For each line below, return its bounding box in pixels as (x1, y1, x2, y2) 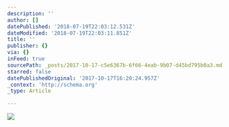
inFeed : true (7, 56, 45, 62)
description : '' (7, 10, 54, 17)
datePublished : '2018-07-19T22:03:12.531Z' (7, 23, 136, 30)
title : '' (7, 36, 36, 43)
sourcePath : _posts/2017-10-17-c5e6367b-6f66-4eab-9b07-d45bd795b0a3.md (7, 62, 223, 69)
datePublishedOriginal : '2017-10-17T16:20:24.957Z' (7, 74, 160, 82)
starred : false (7, 68, 52, 75)
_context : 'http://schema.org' (7, 81, 98, 88)
